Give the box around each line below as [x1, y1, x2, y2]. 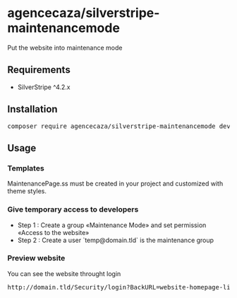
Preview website [7, 253, 66, 263]
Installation [7, 103, 58, 115]
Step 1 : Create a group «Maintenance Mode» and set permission [17, 221, 207, 229]
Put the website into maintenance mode [7, 43, 123, 52]
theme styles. [7, 187, 47, 195]
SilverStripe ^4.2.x [17, 83, 71, 91]
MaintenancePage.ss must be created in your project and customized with [7, 179, 224, 188]
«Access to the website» [17, 228, 90, 236]
